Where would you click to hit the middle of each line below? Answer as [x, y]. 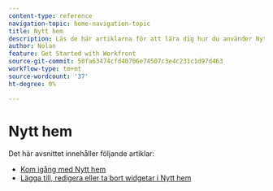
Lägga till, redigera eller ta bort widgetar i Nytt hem [106, 178]
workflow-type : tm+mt [45, 69]
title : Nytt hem [36, 31]
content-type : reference [50, 16]
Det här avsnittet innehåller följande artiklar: [82, 154]
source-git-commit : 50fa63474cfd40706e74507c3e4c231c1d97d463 [116, 62]
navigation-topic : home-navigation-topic [80, 24]
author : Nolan [32, 46]
